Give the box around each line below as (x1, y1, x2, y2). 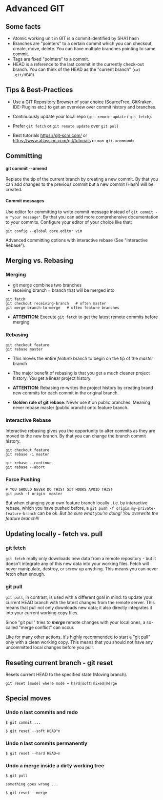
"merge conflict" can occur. (19, 625, 75, 630)
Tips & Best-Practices (5, 86, 73, 94)
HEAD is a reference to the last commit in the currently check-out (12, 62, 144, 67)
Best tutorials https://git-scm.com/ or (12, 132, 87, 138)
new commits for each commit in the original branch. (12, 389, 119, 396)
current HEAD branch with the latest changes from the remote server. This (5, 600, 155, 605)
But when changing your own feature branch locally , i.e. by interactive (5, 500, 148, 506)
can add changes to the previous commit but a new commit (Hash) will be (5, 181, 154, 187)
